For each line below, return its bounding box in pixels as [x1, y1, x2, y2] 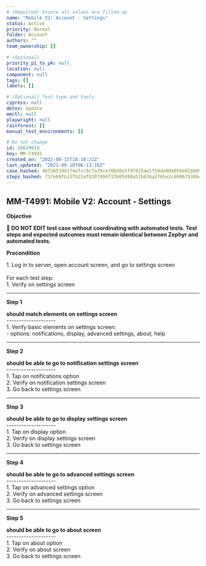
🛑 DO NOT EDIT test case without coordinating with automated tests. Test [6, 225, 197, 232]
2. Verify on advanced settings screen [6, 490, 103, 498]
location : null [6, 66, 45, 72]
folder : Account [6, 32, 48, 38]
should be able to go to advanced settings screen [6, 471, 135, 478]
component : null [6, 71, 48, 77]
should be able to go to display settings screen [6, 415, 128, 422]
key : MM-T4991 [6, 151, 43, 157]
